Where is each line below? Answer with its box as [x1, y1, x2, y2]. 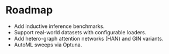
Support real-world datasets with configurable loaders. [13, 28, 147, 35]
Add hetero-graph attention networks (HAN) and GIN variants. [13, 35, 164, 42]
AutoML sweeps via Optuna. [13, 41, 82, 48]
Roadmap [5, 3, 53, 17]
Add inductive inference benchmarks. [13, 23, 105, 30]
